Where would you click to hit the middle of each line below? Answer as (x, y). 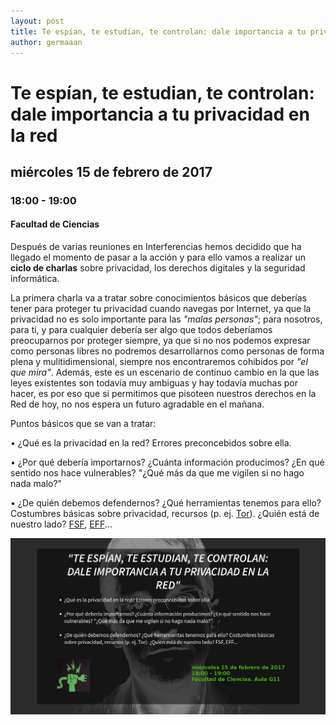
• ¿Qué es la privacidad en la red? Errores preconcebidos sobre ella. (151, 443)
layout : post (37, 21)
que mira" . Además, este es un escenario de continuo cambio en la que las (165, 372)
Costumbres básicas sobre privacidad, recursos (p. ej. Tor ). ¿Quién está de (165, 514)
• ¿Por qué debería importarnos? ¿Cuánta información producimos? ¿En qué (167, 462)
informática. (35, 279)
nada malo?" (36, 484)
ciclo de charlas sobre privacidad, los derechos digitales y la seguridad (158, 268)
